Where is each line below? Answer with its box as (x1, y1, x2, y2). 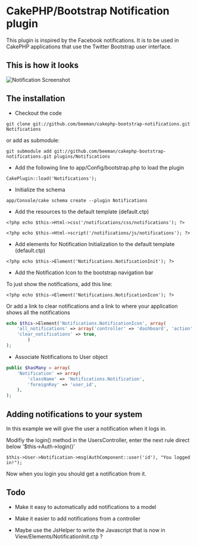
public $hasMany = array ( (6, 364, 70, 371)
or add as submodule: (6, 136, 60, 144)
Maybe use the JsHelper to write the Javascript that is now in (14, 526, 165, 533)
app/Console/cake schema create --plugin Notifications (6, 197, 148, 204)
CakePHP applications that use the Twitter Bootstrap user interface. (6, 43, 172, 50)
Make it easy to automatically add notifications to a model (14, 503, 157, 510)
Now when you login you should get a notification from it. (6, 470, 147, 477)
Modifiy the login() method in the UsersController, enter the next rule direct (6, 437, 190, 443)
